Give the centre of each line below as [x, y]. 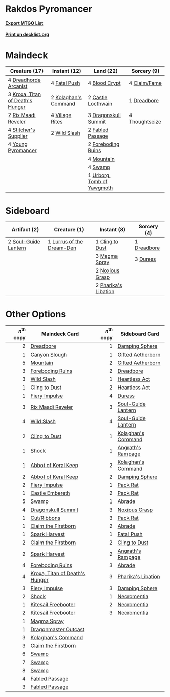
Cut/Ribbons [46, 518]
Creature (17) [27, 71]
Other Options [36, 314]
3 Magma [107, 256]
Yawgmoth [100, 188]
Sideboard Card [140, 334]
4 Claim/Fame [145, 83]
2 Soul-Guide [24, 242]
